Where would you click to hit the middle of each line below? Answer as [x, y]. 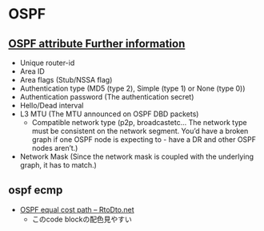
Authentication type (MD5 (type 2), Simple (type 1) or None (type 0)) [132, 88]
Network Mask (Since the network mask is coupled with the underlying [137, 156]
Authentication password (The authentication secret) [107, 97]
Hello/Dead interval [52, 105]
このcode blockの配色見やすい [82, 219]
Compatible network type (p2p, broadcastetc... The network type [140, 122]
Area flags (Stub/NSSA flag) [66, 80]
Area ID [32, 71]
